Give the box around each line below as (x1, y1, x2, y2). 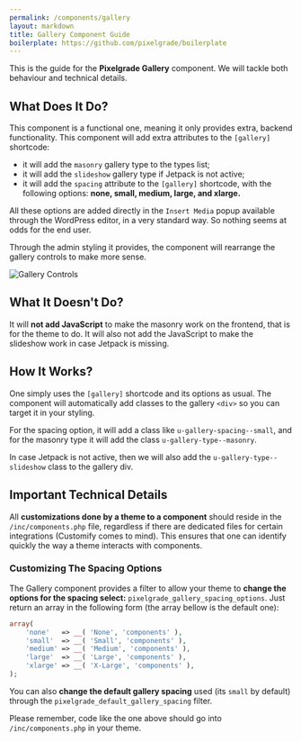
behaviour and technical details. (9, 73, 128, 84)
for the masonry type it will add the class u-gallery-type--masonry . (9, 434, 258, 445)
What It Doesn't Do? (9, 294, 124, 311)
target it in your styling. (9, 407, 95, 418)
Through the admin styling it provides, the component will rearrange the (9, 242, 276, 253)
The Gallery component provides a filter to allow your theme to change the (9, 583, 287, 593)
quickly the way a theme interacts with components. (9, 539, 203, 550)
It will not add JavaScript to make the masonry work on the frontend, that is (9, 319, 290, 330)
